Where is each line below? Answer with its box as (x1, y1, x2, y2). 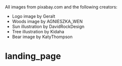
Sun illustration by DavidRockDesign (12, 24, 85, 29)
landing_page (5, 51, 61, 62)
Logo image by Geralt (12, 13, 56, 19)
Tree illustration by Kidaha (12, 29, 64, 34)
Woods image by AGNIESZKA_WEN (12, 19, 83, 24)
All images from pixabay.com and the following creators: (5, 4, 118, 10)
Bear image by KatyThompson (12, 34, 73, 40)
